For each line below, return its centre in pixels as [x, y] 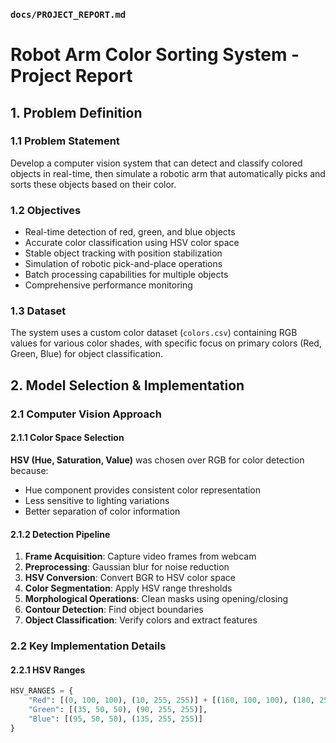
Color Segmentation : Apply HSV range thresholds [128, 588]
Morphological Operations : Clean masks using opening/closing [156, 599]
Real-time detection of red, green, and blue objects [130, 232]
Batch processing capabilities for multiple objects [126, 275]
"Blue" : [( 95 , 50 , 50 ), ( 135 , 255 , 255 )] [115, 719]
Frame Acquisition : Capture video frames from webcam [140, 556]
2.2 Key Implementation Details [88, 646]
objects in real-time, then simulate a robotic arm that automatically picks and [168, 173]
